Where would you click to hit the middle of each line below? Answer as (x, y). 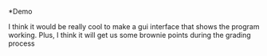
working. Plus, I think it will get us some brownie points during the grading (130, 35)
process (22, 43)
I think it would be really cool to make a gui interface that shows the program (134, 26)
